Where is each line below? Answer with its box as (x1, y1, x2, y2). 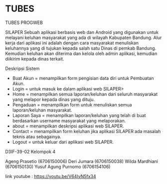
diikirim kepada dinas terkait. (5, 55, 64, 61)
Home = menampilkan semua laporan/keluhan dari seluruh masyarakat (12, 91, 158, 97)
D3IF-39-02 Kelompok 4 (5, 148, 56, 154)
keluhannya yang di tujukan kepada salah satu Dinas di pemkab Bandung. (5, 45, 157, 51)
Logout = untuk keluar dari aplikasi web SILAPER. (12, 138, 114, 145)
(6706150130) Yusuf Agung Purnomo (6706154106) (5, 163, 111, 169)
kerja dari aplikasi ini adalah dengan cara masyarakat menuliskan (5, 39, 139, 45)
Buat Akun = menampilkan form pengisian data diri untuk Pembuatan (12, 75, 154, 81)
